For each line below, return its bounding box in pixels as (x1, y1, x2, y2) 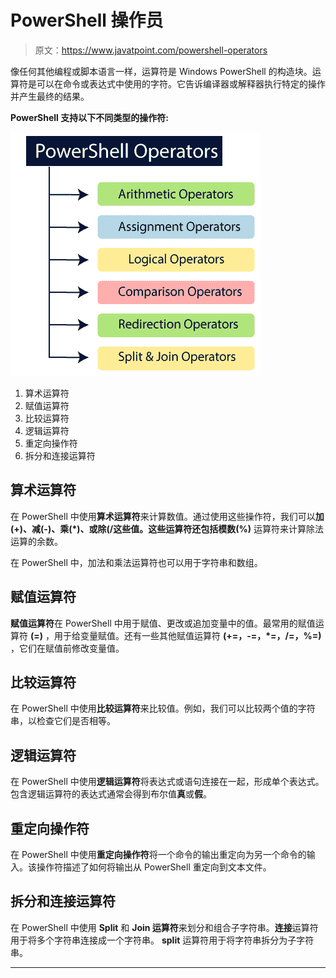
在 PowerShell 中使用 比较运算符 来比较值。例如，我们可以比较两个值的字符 (10, 702, 316, 715)
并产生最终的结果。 (10, 90, 90, 102)
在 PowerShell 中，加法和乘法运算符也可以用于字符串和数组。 (10, 556, 263, 568)
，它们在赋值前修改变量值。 (10, 642, 125, 654)
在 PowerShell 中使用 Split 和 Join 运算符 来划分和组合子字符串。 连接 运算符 (10, 921, 319, 933)
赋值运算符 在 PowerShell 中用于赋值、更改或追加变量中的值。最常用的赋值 (10, 617, 316, 629)
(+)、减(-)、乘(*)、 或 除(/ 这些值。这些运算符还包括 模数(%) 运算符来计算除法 (10, 522, 324, 535)
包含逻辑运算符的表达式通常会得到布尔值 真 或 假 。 (10, 788, 212, 800)
